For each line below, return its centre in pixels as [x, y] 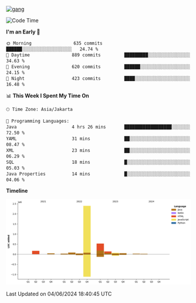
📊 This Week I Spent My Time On [48, 96]
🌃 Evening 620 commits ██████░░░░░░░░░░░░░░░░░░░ [98, 67]
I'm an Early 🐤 [23, 32]
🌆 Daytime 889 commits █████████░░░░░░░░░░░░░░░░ [98, 55]
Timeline [17, 191]
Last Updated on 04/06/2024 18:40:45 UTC [59, 294]
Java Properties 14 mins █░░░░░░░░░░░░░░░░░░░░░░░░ [98, 174]
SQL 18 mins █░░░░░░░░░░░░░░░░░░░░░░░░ [98, 162]
